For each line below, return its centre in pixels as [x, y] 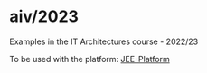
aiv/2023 [44, 17]
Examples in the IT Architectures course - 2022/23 [104, 41]
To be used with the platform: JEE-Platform [89, 59]
